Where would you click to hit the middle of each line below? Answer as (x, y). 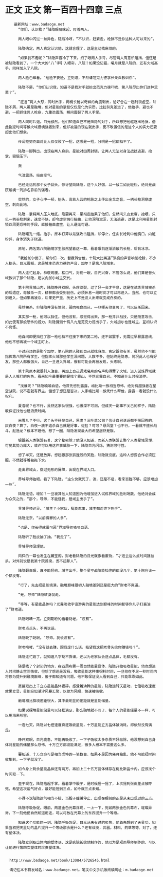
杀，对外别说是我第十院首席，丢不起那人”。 (42, 561)
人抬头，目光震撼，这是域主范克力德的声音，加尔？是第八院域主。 (61, 263)
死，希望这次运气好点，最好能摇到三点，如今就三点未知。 (54, 789)
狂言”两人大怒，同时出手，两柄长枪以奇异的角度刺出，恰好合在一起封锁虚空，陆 (88, 102)
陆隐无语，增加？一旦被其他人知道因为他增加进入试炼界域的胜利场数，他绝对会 (85, 494)
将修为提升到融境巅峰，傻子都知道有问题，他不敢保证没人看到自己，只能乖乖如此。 (76, 676)
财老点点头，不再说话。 (38, 628)
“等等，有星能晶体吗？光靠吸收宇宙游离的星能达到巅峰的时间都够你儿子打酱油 (84, 604)
